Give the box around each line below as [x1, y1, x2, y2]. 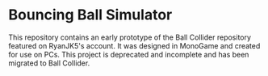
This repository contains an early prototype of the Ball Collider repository [8, 32, 252, 42]
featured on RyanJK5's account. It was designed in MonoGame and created [8, 40, 261, 50]
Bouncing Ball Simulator [8, 6, 173, 24]
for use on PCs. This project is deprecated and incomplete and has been [8, 49, 249, 59]
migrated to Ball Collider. [8, 58, 90, 68]
